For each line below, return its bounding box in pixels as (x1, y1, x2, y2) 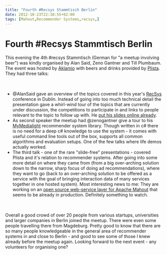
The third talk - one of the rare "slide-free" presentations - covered (12, 149, 151, 155)
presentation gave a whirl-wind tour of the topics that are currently (12, 101, 150, 107)
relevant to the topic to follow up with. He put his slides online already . (12, 112, 157, 118)
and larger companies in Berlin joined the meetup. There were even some (5, 217, 156, 223)
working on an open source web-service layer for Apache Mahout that (12, 186, 158, 192)
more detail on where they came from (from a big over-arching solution (12, 160, 159, 166)
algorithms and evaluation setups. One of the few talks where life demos (12, 138, 161, 145)
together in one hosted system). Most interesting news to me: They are (12, 181, 159, 187)
